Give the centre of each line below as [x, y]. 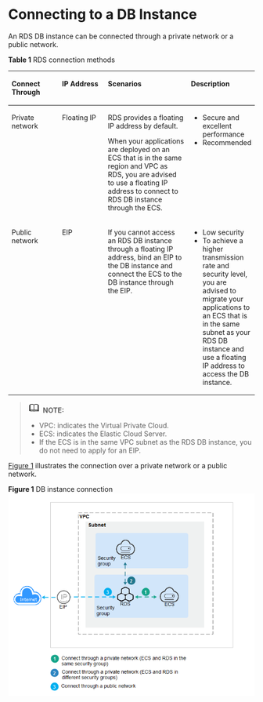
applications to [226, 307]
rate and [216, 265]
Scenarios [125, 84]
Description [210, 84]
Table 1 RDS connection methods [62, 60]
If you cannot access [141, 232]
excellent [217, 125]
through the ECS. [135, 207]
